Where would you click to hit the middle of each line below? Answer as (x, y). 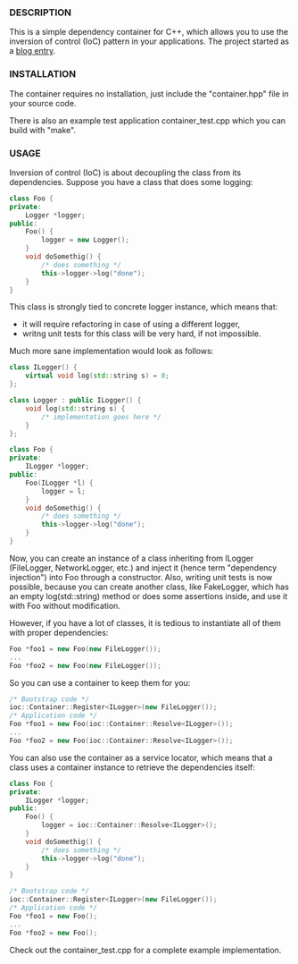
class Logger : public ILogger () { (75, 401)
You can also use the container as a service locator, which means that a (141, 757)
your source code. (43, 103)
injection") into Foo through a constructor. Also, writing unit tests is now (141, 577)
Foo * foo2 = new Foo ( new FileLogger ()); (86, 665)
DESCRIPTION (41, 13)
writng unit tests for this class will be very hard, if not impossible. (141, 334)
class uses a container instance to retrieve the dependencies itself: (132, 767)
